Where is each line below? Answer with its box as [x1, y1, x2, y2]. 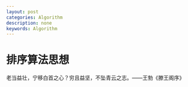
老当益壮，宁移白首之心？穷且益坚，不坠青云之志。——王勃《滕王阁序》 [6, 74, 184, 82]
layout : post [6, 8, 39, 15]
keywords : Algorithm [6, 25, 58, 32]
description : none [6, 20, 52, 26]
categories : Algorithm [6, 14, 63, 20]
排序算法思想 [6, 53, 70, 67]
